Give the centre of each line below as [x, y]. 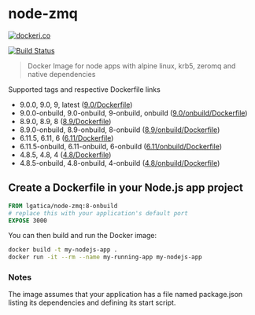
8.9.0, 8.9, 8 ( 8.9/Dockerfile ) [65, 121]
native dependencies [61, 74]
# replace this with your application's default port [98, 213]
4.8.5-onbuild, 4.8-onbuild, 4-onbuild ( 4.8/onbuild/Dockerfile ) [120, 163]
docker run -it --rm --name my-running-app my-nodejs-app [105, 257]
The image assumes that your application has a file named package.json [126, 295]
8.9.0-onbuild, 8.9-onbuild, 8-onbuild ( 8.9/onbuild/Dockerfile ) [120, 130]
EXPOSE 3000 [28, 221]
